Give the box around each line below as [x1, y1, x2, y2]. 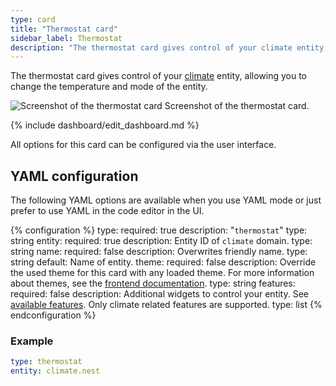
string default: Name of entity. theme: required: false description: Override [10, 256, 317, 268]
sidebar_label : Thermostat [10, 33, 123, 43]
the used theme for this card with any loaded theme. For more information [10, 267, 315, 279]
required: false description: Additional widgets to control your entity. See [10, 288, 309, 300]
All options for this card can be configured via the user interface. [10, 139, 277, 151]
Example [10, 334, 54, 348]
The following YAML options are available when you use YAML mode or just [10, 194, 322, 206]
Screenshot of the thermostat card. [164, 100, 310, 112]
